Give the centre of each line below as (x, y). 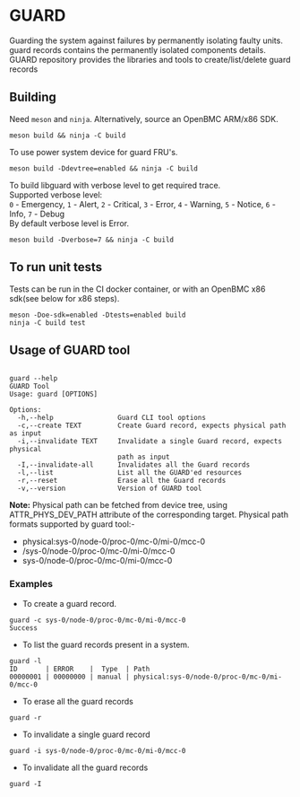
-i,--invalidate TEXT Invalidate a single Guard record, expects (150, 442)
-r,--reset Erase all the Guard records (122, 481)
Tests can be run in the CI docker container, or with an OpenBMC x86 (137, 289)
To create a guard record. (69, 603)
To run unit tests (56, 267)
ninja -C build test (48, 323)
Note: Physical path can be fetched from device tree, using (119, 505)
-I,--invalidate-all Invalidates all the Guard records (134, 465)
